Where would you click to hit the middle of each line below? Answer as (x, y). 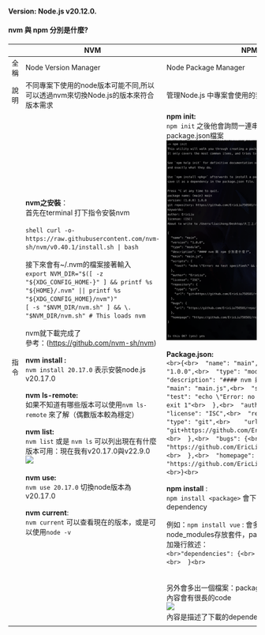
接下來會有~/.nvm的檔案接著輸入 (78, 264)
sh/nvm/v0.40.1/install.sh (70, 247)
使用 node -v (52, 532)
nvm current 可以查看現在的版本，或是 (88, 522)
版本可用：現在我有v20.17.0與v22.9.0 (88, 451)
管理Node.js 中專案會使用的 (211, 95)
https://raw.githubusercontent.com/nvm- (93, 239)
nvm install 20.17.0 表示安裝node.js (86, 369)
